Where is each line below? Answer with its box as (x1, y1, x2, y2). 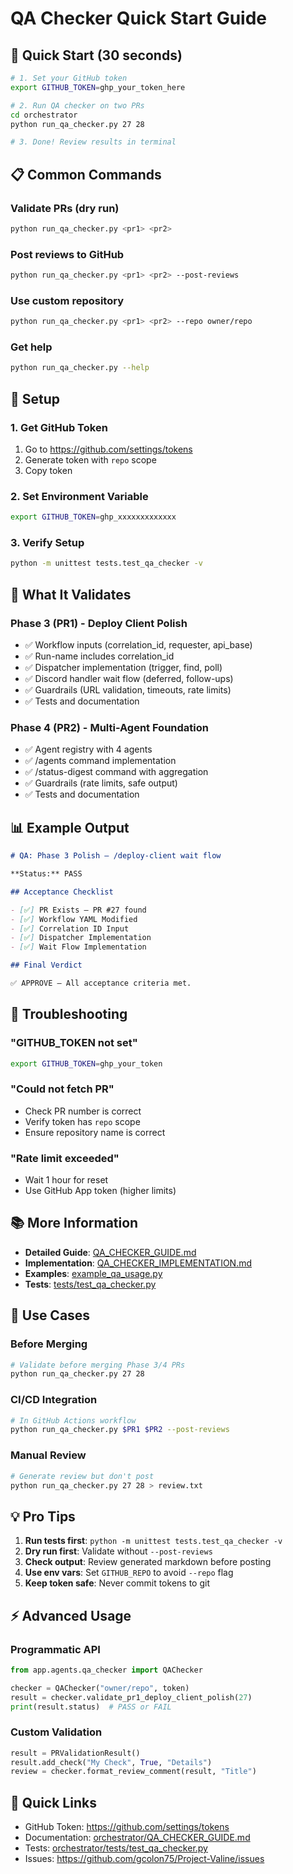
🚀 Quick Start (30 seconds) (10, 47, 183, 64)
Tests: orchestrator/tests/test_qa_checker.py (24, 1842, 208, 1854)
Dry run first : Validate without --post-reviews (24, 1545, 213, 1557)
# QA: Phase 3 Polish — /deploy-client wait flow (10, 851, 222, 861)
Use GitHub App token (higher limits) (24, 1185, 177, 1197)
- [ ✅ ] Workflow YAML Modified (10, 914, 138, 924)
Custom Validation (10, 1725, 103, 1739)
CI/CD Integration (10, 1393, 98, 1407)
